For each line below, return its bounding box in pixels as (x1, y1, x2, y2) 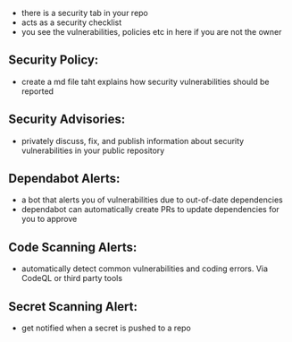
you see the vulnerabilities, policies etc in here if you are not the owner (21, 27, 282, 37)
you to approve (21, 214, 78, 225)
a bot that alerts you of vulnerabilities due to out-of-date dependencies (21, 194, 283, 205)
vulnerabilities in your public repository (21, 145, 165, 156)
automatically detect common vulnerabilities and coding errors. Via (21, 263, 269, 274)
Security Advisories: (8, 112, 126, 127)
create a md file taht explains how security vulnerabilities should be (21, 76, 270, 87)
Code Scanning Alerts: (8, 239, 138, 254)
